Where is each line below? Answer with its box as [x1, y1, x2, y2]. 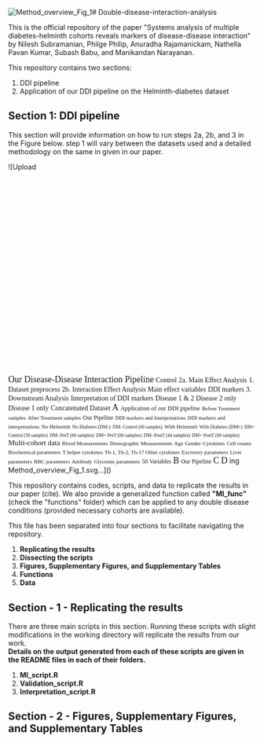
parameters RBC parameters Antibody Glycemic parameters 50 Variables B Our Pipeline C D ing [8, 455, 240, 466]
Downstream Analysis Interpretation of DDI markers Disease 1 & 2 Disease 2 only [8, 394, 237, 403]
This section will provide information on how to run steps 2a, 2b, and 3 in [8, 130, 244, 139]
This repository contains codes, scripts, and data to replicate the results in [8, 480, 249, 491]
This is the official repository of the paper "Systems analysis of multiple [8, 23, 240, 31]
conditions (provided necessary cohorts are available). [8, 506, 185, 515]
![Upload [8, 162, 37, 171]
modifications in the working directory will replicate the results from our [8, 630, 240, 640]
